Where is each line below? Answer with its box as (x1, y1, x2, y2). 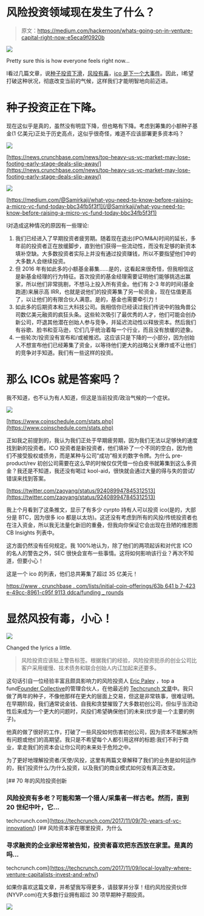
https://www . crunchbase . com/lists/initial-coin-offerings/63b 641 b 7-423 (6, 582, 195, 589)
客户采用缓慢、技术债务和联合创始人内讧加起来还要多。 (21, 664, 160, 671)
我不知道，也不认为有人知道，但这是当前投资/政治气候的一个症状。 (6, 394, 174, 401)
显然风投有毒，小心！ (6, 612, 114, 626)
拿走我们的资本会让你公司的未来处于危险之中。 (16, 743, 134, 751)
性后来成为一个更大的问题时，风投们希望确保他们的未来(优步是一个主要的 (6, 707, 189, 715)
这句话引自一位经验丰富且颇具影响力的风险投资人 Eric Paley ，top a (6, 677, 175, 684)
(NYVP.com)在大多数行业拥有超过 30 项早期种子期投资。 (6, 891, 148, 898)
